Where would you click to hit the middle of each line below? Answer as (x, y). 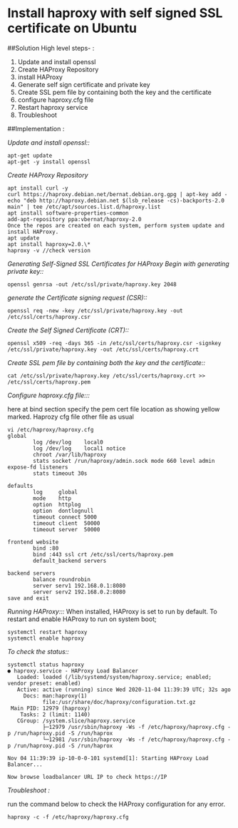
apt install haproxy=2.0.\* (49, 244)
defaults (20, 486)
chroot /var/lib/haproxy (70, 454)
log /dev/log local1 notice (79, 448)
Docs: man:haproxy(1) (55, 696)
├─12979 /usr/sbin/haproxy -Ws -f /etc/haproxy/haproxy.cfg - (137, 727)
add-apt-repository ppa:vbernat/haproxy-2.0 (74, 219)
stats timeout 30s (60, 473)
